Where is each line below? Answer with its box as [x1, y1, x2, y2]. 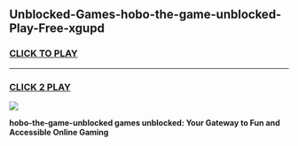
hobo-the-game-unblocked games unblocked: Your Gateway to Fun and [9, 117, 281, 127]
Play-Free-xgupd [9, 21, 105, 36]
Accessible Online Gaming [9, 127, 109, 137]
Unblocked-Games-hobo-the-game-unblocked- [9, 7, 282, 22]
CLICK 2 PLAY [9, 81, 71, 93]
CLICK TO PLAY [9, 48, 78, 60]
